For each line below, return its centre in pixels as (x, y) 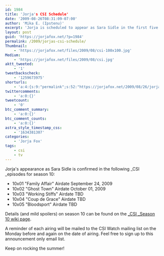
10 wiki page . (18, 219)
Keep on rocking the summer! (35, 248)
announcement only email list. (35, 239)
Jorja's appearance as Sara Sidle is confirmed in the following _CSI (72, 169)
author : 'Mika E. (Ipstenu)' (35, 23)
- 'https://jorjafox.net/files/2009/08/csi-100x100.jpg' (73, 50)
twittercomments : (23, 91)
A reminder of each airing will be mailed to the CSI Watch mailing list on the (81, 228)
